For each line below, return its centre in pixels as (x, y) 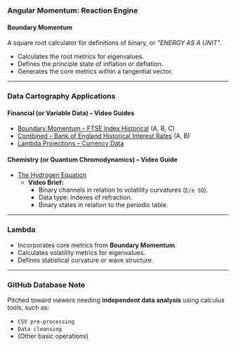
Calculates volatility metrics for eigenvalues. (81, 252)
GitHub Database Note (46, 284)
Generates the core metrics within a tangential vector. (95, 72)
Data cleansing (40, 329)
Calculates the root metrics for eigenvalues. (80, 57)
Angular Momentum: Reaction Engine (73, 11)
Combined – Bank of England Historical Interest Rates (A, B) (104, 136)
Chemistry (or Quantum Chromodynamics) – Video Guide (92, 159)
